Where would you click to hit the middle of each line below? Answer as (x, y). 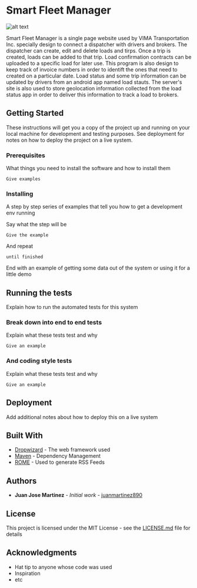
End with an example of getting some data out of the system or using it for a (98, 268)
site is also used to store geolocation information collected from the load (94, 88)
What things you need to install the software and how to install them (88, 168)
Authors (21, 481)
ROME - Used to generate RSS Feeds (59, 462)
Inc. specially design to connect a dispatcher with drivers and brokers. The (97, 44)
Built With (24, 435)
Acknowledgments (42, 553)
